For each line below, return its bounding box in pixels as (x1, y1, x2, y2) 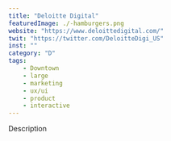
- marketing (23, 79, 63, 87)
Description (8, 124, 47, 134)
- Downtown (23, 64, 60, 73)
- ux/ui (23, 86, 48, 95)
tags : (8, 57, 27, 65)
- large (23, 72, 48, 80)
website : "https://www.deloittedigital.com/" (8, 27, 164, 35)
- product (23, 94, 56, 102)
